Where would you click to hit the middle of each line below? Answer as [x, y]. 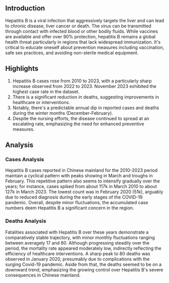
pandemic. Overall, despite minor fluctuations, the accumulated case [77, 203]
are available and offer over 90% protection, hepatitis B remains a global [80, 36]
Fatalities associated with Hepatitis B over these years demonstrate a [77, 232]
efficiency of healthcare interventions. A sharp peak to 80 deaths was [78, 253]
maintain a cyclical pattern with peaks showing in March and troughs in [79, 176]
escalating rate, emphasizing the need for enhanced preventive [78, 124]
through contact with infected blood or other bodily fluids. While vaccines [82, 31]
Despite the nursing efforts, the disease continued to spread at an [81, 118]
